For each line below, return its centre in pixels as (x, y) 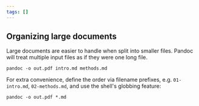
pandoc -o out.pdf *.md (37, 98)
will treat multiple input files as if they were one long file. (77, 58)
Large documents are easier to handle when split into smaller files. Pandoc (100, 51)
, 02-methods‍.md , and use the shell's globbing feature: (95, 86)
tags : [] (17, 12)
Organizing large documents (61, 37)
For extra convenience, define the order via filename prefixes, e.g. (89, 80)
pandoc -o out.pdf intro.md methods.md (57, 68)
